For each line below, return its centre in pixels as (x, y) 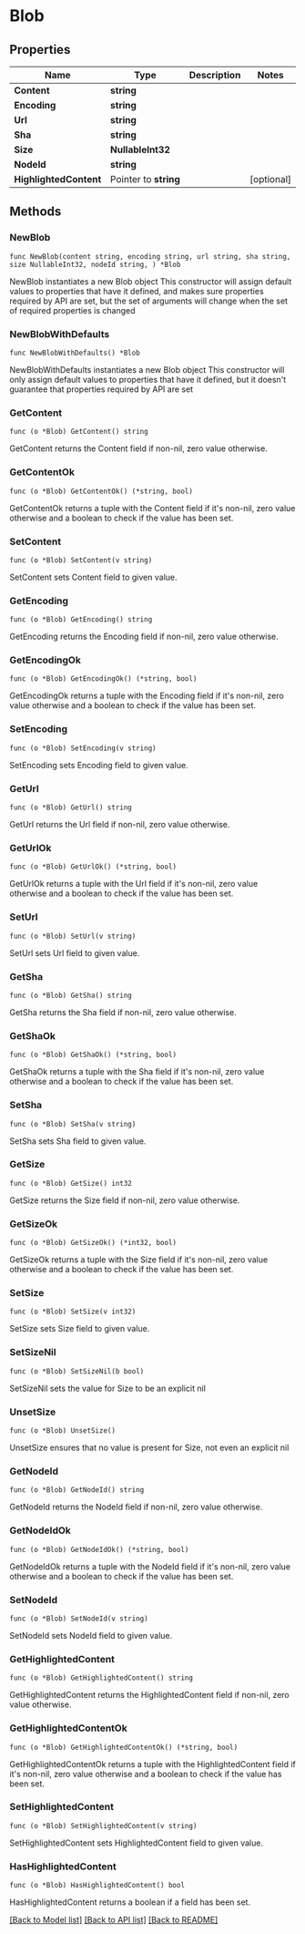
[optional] (270, 179)
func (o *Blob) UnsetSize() (63, 1431)
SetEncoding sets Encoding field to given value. (99, 765)
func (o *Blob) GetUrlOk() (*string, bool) (93, 867)
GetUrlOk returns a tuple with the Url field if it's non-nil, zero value (134, 884)
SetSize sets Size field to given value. (80, 1329)
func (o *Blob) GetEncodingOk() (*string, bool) (103, 679)
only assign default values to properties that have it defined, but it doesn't (148, 379)
